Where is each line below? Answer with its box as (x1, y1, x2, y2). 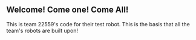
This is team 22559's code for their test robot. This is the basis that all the (6, 20, 191, 27)
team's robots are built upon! (6, 27, 79, 34)
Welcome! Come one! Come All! (6, 5, 129, 15)
